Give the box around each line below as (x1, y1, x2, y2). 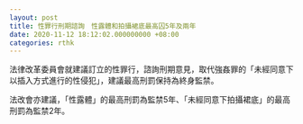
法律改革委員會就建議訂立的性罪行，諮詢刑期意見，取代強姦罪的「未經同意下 (9, 64, 294, 75)
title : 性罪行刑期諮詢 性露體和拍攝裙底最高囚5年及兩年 (9, 22, 197, 31)
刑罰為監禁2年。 (9, 105, 70, 117)
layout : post (9, 13, 59, 22)
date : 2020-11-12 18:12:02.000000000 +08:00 (9, 30, 179, 39)
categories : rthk (9, 38, 75, 48)
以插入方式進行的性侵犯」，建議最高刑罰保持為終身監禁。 (9, 75, 219, 86)
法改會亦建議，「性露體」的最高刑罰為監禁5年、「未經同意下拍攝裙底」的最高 (9, 94, 291, 105)
